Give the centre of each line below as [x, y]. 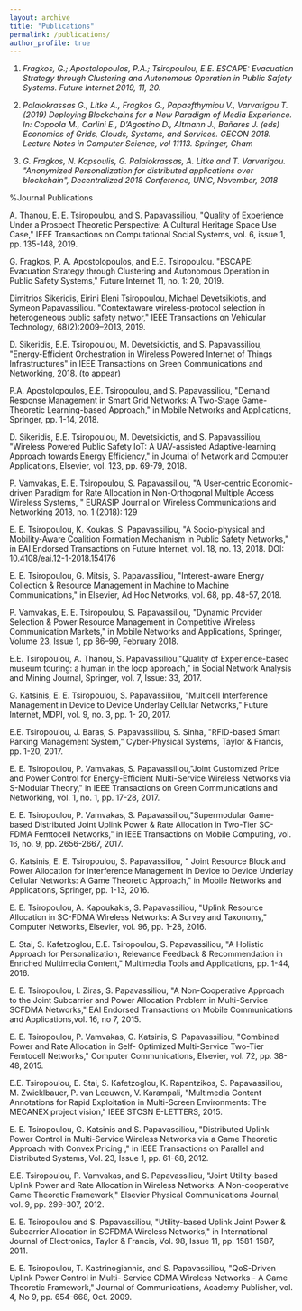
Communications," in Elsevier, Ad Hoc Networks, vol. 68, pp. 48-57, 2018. [146, 595]
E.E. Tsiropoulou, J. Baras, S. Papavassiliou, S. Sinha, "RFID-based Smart [145, 732]
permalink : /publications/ [60, 34]
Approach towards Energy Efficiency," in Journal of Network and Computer [149, 456]
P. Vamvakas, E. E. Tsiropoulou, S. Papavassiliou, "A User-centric [130, 483]
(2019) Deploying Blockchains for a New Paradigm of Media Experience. [157, 115]
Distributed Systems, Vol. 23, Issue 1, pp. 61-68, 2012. [109, 1158]
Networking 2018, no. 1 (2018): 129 [73, 512]
